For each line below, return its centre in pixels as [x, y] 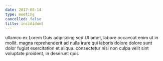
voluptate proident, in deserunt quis [42, 54]
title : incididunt [24, 24]
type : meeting [20, 14]
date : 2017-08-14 [23, 10]
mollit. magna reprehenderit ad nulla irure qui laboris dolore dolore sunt [79, 43]
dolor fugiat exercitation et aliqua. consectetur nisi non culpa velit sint [77, 48]
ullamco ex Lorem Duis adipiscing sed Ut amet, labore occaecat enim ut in [82, 38]
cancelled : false [23, 19]
